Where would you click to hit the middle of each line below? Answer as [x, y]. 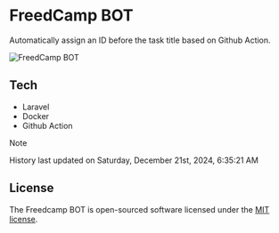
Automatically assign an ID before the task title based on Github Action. [140, 40]
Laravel [36, 107]
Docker [36, 116]
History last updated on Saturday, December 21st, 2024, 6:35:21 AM [134, 160]
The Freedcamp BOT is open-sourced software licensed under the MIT [139, 209]
